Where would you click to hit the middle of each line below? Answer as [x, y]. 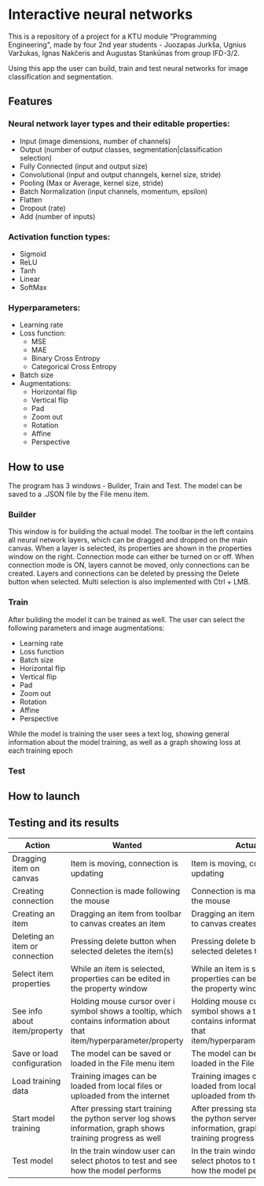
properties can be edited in [120, 978]
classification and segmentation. [61, 76]
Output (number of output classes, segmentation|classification [121, 149]
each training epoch [40, 751]
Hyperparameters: [44, 307]
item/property [38, 1031]
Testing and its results [64, 823]
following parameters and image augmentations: [86, 628]
